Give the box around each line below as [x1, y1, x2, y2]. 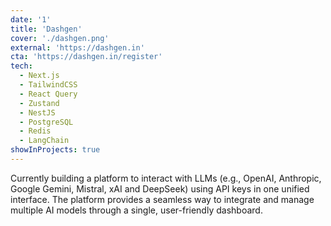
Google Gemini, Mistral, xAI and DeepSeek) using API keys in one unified [10, 182, 310, 195]
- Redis [19, 126, 52, 136]
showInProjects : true [10, 145, 101, 155]
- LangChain [19, 136, 70, 146]
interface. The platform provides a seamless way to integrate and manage [10, 193, 315, 205]
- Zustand [19, 98, 60, 108]
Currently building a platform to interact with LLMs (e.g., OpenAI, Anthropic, [10, 172, 322, 184]
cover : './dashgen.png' [10, 33, 110, 43]
